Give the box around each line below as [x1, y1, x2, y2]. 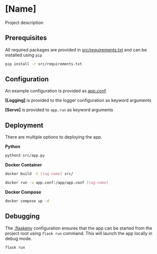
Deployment [5, 121, 44, 129]
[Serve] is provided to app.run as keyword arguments [5, 107, 113, 113]
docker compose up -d [5, 198, 50, 204]
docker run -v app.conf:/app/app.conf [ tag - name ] [5, 180, 109, 185]
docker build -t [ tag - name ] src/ [5, 171, 74, 177]
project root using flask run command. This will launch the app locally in [5, 230, 153, 236]
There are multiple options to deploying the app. [5, 134, 103, 140]
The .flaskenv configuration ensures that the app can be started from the [5, 225, 153, 231]
